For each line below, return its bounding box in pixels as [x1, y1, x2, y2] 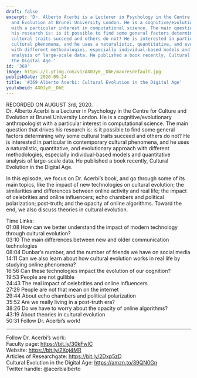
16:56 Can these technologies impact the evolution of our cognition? [6, 267, 171, 274]
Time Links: [6, 217, 34, 224]
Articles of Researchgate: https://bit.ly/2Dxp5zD [6, 353, 122, 360]
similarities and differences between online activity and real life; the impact [6, 187, 187, 194]
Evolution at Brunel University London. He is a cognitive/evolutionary [6, 113, 172, 120]
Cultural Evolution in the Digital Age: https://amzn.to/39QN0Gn [6, 359, 158, 366]
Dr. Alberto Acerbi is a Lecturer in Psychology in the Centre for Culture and [6, 107, 187, 114]
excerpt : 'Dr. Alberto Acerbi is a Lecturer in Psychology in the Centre [6, 14, 191, 20]
